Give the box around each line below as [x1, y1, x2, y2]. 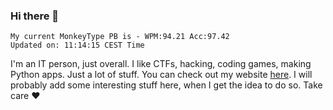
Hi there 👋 [10, 9, 60, 23]
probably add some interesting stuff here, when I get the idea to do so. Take [10, 79, 323, 91]
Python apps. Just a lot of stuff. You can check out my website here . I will [10, 69, 313, 81]
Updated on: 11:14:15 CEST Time [10, 40, 145, 51]
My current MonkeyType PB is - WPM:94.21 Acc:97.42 [10, 32, 230, 42]
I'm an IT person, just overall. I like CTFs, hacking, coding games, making [10, 58, 312, 70]
